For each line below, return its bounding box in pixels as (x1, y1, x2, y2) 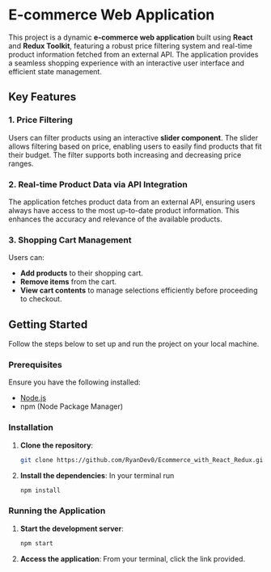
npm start (19, 539, 54, 547)
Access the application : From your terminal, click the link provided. (19, 553, 245, 563)
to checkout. (19, 294, 62, 304)
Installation (8, 422, 54, 433)
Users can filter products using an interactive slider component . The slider (8, 132, 259, 142)
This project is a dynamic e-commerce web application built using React (8, 32, 253, 42)
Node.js (19, 393, 47, 403)
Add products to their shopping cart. (19, 268, 144, 278)
